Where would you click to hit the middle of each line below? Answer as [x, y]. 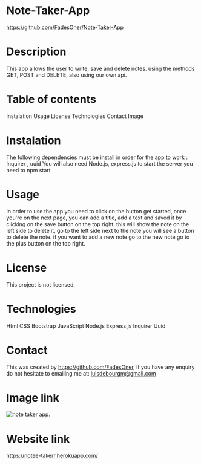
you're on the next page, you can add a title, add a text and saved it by [94, 218]
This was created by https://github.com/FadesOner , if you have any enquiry [100, 367]
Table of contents [51, 99]
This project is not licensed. [41, 284]
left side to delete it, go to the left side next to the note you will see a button [100, 230]
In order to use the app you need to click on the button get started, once [96, 211]
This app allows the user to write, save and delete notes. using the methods [100, 68]
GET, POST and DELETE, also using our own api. [67, 75]
